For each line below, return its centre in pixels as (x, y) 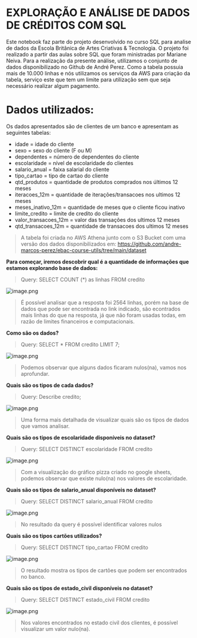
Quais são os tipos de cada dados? (50, 385)
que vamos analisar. (45, 426)
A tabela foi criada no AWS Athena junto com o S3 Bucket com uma (103, 237)
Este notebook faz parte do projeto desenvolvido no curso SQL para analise (99, 42)
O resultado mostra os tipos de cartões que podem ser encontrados (104, 570)
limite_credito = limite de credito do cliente (66, 213)
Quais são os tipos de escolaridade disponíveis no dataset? (81, 437)
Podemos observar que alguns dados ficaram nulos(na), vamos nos (104, 367)
